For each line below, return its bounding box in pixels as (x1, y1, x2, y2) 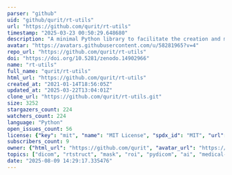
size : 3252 (7, 100, 39, 107)
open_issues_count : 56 (7, 125, 72, 132)
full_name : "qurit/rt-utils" (7, 68, 91, 74)
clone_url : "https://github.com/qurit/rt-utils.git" (7, 94, 162, 101)
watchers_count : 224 (7, 112, 67, 119)
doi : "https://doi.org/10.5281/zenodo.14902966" (7, 55, 150, 62)
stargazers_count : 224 (7, 106, 72, 113)
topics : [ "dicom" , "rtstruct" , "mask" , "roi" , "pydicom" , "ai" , (7, 151, 196, 158)
